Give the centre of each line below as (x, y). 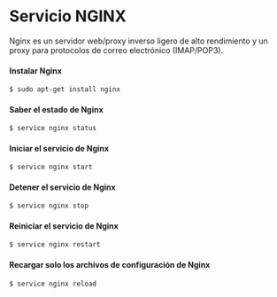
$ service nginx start (51, 167)
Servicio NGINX (68, 16)
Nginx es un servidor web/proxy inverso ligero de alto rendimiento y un (138, 41)
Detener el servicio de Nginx (63, 187)
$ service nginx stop (49, 206)
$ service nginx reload (53, 284)
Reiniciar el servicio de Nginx (64, 226)
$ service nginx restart (55, 245)
